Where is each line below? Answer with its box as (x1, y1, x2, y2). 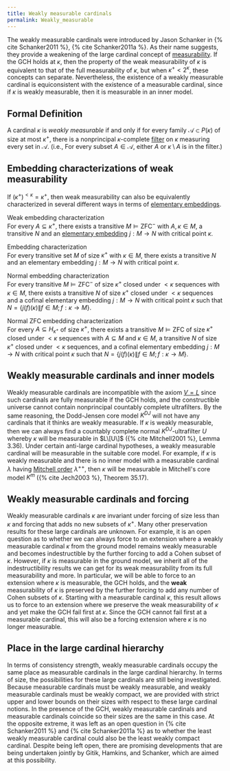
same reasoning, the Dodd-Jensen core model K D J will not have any (7, 410, 200, 420)
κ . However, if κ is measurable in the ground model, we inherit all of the (7, 556, 208, 565)
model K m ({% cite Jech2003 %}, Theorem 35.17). (7, 472, 149, 482)
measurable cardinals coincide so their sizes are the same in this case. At (7, 712, 215, 720)
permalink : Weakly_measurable (7, 17, 94, 23)
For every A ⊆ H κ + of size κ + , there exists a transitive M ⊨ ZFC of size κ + (7, 324, 214, 335)
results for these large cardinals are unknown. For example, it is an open (7, 527, 211, 535)
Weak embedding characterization (7, 214, 105, 222)
